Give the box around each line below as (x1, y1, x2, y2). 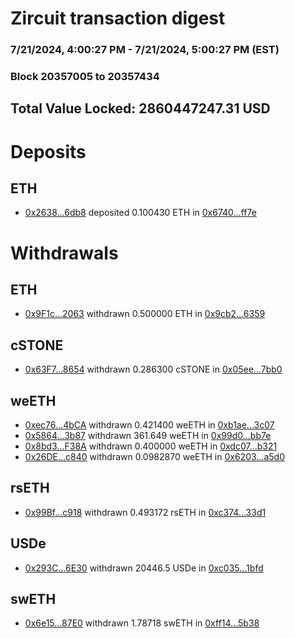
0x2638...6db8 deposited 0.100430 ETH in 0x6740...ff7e (24, 207, 257, 219)
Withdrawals (10, 242, 119, 264)
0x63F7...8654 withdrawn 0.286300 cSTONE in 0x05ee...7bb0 (24, 363, 283, 376)
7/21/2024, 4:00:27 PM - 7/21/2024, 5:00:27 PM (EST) (10, 43, 280, 57)
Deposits (10, 140, 87, 163)
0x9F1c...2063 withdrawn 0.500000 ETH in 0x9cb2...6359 (24, 308, 266, 320)
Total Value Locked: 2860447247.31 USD (10, 100, 271, 117)
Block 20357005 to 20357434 (10, 70, 160, 84)
